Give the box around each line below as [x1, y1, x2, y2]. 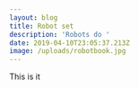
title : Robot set [9, 22, 74, 31]
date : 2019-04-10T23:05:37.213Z [9, 38, 130, 48]
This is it [9, 71, 40, 82]
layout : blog [9, 13, 58, 22]
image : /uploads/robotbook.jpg [9, 47, 126, 56]
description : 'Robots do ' [9, 30, 110, 39]
